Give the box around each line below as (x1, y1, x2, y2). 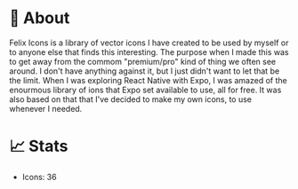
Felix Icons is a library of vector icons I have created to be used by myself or (9, 37, 289, 48)
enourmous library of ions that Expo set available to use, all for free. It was (9, 84, 282, 95)
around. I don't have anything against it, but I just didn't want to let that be (9, 66, 280, 76)
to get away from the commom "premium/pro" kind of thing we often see (9, 56, 277, 67)
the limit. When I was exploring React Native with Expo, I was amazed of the (9, 75, 287, 85)
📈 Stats (9, 137, 68, 156)
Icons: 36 (21, 171, 57, 182)
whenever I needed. (9, 103, 83, 114)
